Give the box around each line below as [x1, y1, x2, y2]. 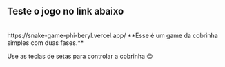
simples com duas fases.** [7, 38, 84, 47]
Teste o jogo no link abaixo [7, 6, 124, 17]
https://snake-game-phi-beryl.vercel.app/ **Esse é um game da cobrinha [7, 31, 219, 39]
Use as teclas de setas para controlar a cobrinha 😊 [7, 52, 153, 60]
